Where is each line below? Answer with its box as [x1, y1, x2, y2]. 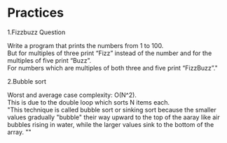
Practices [7, 5, 64, 21]
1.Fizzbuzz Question [7, 28, 66, 36]
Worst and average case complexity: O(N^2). [7, 91, 137, 99]
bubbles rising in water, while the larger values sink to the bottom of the [7, 120, 214, 128]
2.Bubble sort [7, 77, 47, 85]
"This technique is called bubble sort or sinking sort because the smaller [7, 105, 216, 114]
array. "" [7, 128, 32, 136]
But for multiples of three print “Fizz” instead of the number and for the [7, 49, 212, 57]
